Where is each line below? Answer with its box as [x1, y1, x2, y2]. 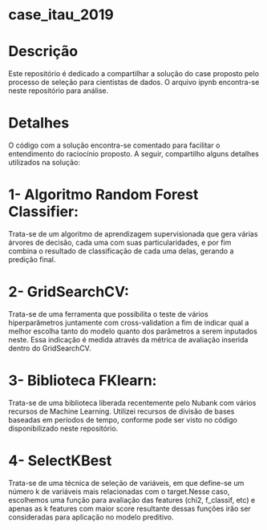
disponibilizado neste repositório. [8, 423, 119, 433]
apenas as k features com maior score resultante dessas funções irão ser [8, 504, 251, 513]
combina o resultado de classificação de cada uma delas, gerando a [8, 246, 234, 256]
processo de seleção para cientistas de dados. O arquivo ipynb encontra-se [8, 78, 260, 87]
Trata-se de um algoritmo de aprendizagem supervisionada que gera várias [8, 229, 258, 238]
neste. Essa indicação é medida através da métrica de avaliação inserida [8, 334, 249, 344]
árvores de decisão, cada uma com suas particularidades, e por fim [8, 238, 232, 247]
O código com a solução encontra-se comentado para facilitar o [8, 140, 220, 150]
